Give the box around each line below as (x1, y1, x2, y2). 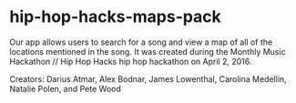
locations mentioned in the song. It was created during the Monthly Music (9, 46, 286, 57)
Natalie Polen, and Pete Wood (9, 83, 121, 94)
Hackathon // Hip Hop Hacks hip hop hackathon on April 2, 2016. (9, 56, 252, 67)
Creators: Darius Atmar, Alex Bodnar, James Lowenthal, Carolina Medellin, (9, 73, 287, 84)
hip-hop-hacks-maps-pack (9, 6, 221, 27)
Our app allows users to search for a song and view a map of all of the (9, 36, 273, 47)
